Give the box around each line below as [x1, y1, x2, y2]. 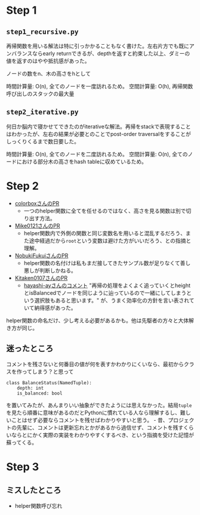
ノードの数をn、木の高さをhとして [6, 70, 91, 77]
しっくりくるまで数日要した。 [6, 138, 79, 145]
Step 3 [6, 460, 39, 473]
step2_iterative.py [6, 108, 79, 116]
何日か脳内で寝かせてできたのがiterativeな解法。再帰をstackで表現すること [6, 123, 191, 130]
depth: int [17, 385, 44, 391]
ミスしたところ [6, 485, 61, 495]
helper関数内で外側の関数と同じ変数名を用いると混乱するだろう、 [23, 229, 186, 236]
